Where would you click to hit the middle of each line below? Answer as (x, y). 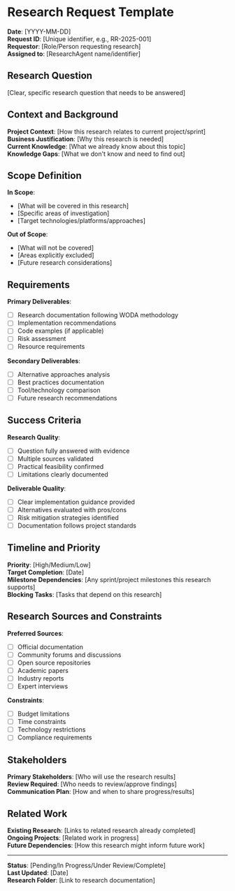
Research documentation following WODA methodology (98, 315)
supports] (21, 587)
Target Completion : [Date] (46, 572)
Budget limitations (43, 714)
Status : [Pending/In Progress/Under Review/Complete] (86, 865)
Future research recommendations (67, 398)
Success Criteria (44, 420)
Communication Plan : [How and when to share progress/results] (101, 792)
